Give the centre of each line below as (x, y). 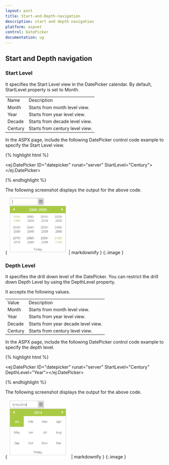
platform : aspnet (24, 27)
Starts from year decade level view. (65, 324)
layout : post (19, 11)
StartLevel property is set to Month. (42, 89)
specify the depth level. (30, 347)
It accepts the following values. (38, 292)
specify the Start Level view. (35, 145)
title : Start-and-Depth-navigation (43, 16)
